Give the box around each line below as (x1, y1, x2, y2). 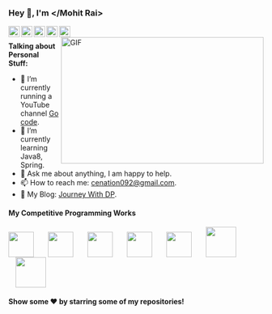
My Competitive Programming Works (8, 208, 136, 218)
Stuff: (8, 58, 28, 68)
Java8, (19, 151, 43, 161)
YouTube (19, 100, 50, 110)
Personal (8, 50, 40, 60)
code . (19, 117, 40, 127)
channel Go (19, 108, 59, 118)
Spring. (19, 160, 45, 170)
